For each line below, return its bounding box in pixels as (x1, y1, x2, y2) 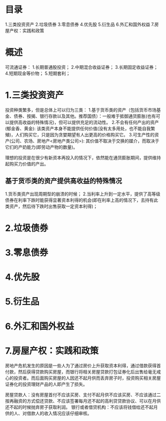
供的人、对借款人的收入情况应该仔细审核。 (5, 410, 92, 416)
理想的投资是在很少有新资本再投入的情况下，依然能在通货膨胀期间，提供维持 (5, 154, 161, 161)
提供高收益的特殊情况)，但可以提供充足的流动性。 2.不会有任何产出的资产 (9, 119, 159, 125)
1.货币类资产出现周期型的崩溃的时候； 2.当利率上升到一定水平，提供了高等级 (5, 191, 161, 197)
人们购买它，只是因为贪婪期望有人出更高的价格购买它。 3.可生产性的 (15, 131, 155, 137)
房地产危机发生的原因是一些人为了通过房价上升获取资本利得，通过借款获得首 (5, 362, 161, 368)
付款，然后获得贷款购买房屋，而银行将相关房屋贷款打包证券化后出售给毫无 (5, 368, 157, 374)
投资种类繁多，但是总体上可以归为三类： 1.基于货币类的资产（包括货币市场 (5, 107, 157, 113)
